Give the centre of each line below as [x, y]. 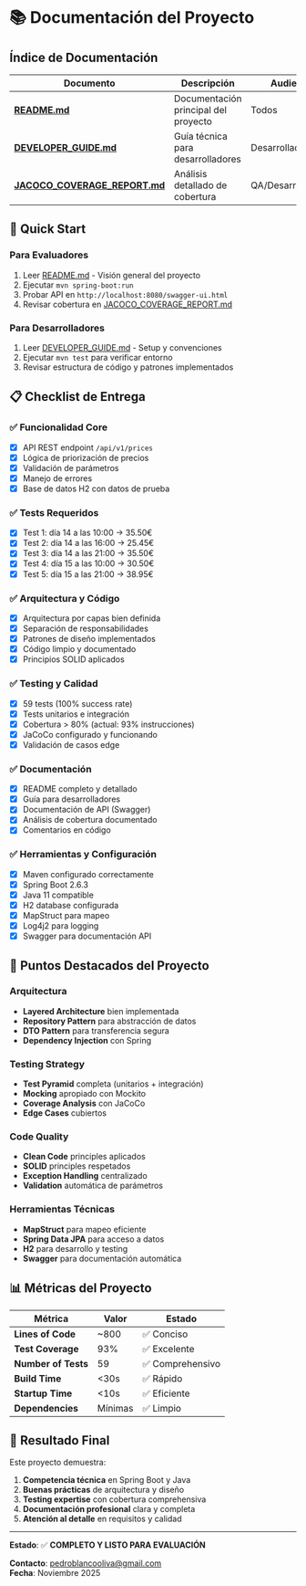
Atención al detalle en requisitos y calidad [102, 1519]
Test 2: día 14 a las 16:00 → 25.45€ [88, 543]
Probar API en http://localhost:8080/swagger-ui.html [125, 294]
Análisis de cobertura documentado [90, 820]
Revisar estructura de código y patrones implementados [128, 367]
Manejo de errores [57, 478]
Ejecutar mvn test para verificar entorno [97, 357]
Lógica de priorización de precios [86, 457]
